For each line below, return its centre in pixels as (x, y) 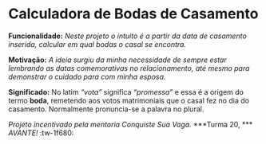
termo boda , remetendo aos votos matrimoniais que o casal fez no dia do (129, 100)
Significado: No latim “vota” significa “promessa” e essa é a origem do (126, 91)
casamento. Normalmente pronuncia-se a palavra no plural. (106, 109)
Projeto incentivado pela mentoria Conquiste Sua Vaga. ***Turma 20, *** (131, 124)
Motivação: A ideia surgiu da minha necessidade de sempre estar (117, 60)
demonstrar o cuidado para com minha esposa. (87, 76)
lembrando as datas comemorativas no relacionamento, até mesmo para (129, 68)
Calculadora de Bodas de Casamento (133, 14)
